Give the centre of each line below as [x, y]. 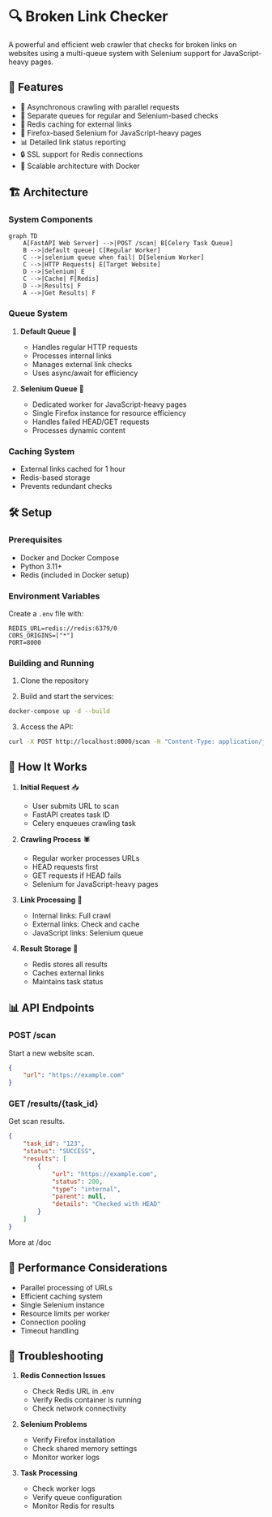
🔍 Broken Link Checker [88, 17]
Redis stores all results [70, 964]
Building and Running [51, 663]
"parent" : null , [79, 1197]
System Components [51, 219]
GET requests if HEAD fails [76, 875]
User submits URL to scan [76, 806]
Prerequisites [35, 540]
